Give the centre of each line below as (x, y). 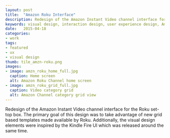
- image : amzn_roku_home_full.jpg (42, 72)
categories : (18, 33)
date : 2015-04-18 (26, 29)
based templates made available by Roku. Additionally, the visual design (80, 120)
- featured (17, 48)
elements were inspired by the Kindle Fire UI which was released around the (84, 125)
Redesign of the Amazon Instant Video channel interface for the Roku (77, 109)
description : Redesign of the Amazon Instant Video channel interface (81, 19)
